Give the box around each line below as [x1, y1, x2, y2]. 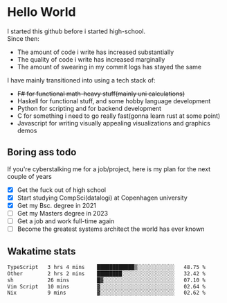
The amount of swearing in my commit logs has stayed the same [17, 62, 202, 71]
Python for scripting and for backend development [17, 104, 161, 112]
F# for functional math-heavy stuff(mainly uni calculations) [17, 89, 185, 98]
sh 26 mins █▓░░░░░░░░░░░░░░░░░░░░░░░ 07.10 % [7, 277, 206, 284]
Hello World [7, 4, 76, 20]
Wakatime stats [7, 245, 76, 257]
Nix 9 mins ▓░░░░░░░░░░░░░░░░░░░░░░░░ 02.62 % [7, 289, 206, 297]
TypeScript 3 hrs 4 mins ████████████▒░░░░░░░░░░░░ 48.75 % [7, 263, 206, 270]
